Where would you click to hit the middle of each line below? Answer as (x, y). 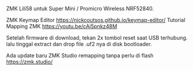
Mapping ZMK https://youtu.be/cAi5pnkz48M (62, 26)
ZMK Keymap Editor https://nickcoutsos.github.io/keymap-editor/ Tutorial (96, 20)
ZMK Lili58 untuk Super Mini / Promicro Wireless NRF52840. (80, 9)
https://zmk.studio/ (29, 62)
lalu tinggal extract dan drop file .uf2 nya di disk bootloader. (79, 44)
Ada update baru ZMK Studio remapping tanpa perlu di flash (80, 55)
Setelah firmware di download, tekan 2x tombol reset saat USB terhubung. (97, 38)
